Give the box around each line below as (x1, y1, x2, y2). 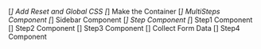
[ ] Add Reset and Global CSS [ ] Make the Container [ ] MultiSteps (8, 7, 220, 16)
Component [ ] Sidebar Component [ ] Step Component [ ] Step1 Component (8, 15, 253, 24)
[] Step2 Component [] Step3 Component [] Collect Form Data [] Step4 (8, 24, 240, 32)
